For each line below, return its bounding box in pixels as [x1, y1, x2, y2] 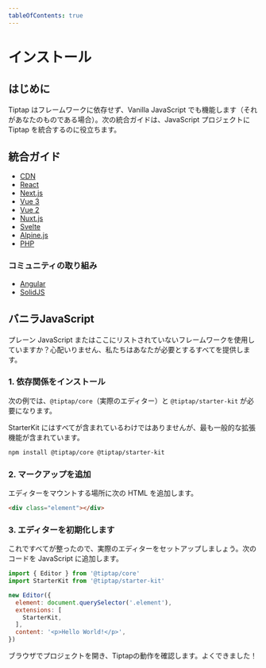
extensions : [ [15, 606, 62, 614]
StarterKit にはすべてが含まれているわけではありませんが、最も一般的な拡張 [8, 422, 256, 432]
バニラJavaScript [8, 313, 95, 326]
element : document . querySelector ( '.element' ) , [15, 598, 172, 607]
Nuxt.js [19, 213, 44, 223]
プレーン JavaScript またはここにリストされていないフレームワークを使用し [8, 335, 256, 344]
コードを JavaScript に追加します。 [8, 554, 123, 563]
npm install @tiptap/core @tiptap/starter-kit [8, 448, 165, 456]
